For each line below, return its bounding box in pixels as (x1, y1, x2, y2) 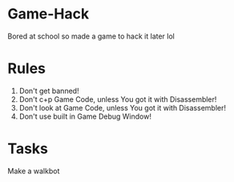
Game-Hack (7, 5, 90, 23)
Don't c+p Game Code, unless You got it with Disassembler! (18, 94, 217, 104)
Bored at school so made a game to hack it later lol (7, 31, 175, 41)
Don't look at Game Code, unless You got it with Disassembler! (18, 103, 226, 112)
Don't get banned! (18, 86, 79, 95)
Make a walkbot (7, 166, 60, 176)
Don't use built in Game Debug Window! (18, 111, 151, 121)
